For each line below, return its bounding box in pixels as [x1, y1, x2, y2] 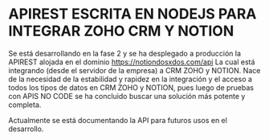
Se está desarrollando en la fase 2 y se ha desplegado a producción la [8, 48, 242, 58]
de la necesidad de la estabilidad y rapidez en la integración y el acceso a [8, 74, 253, 84]
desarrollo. [8, 124, 44, 134]
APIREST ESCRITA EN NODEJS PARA [8, 5, 257, 23]
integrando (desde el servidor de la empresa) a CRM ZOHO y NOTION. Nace [8, 65, 261, 75]
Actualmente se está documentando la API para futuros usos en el [8, 115, 227, 125]
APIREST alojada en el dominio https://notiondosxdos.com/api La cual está [8, 57, 255, 67]
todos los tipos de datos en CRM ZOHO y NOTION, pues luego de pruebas [8, 82, 255, 93]
